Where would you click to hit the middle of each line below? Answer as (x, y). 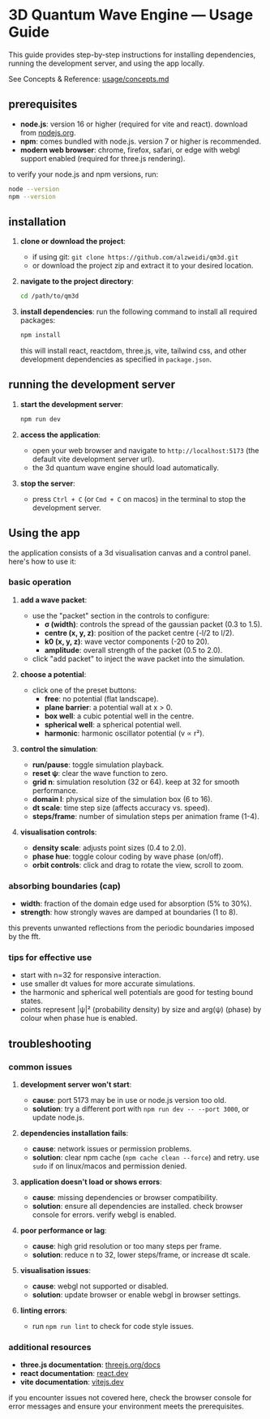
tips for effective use (50, 958)
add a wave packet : (54, 600)
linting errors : (43, 1310)
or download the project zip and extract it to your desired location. (143, 266)
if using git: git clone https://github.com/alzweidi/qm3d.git (135, 257)
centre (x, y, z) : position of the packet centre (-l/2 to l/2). (139, 632)
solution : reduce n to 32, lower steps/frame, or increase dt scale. (141, 1255)
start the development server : (72, 404)
